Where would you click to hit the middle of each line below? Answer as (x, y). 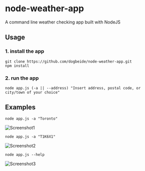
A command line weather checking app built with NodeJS (63, 22)
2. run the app (22, 78)
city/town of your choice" (32, 92)
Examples (20, 107)
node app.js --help (25, 154)
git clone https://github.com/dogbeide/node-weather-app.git (69, 62)
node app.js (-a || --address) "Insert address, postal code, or (73, 88)
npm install (17, 66)
